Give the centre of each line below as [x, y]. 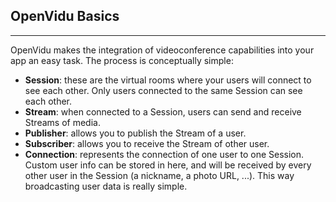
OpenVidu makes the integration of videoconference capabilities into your [162, 50]
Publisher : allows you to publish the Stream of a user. [135, 133]
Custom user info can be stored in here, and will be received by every [168, 165]
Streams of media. [62, 122]
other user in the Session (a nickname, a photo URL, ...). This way [159, 175]
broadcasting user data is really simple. [106, 186]
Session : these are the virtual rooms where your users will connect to [168, 80]
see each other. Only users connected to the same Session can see [163, 90]
